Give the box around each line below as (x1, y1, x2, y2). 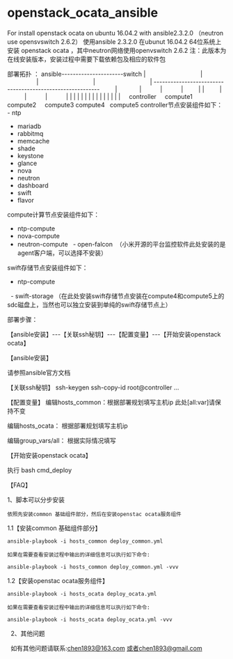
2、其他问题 (10, 629, 45, 637)
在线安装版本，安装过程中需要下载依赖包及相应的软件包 (7, 54, 166, 63)
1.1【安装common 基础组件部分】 (7, 524, 102, 532)
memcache (17, 137, 50, 145)
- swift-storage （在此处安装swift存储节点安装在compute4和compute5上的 (10, 291, 225, 300)
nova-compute (17, 231, 61, 240)
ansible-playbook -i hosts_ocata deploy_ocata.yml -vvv (7, 616, 172, 623)
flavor (17, 196, 35, 204)
